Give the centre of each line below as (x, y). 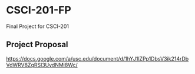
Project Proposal (37, 45)
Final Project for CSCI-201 (38, 26)
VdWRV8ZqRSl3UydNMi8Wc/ (42, 65)
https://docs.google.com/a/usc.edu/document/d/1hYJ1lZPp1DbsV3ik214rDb (97, 58)
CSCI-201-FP (39, 10)
